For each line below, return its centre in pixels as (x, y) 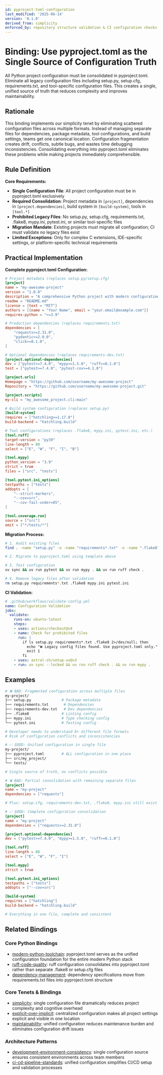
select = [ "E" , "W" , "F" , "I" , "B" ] (42, 449)
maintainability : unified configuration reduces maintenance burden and (83, 1023)
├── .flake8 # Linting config (51, 714)
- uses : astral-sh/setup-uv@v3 (45, 660)
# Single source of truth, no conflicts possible (56, 772)
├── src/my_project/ (26, 759)
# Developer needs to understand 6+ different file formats (67, 732)
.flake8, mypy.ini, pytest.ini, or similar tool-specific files (67, 222)
